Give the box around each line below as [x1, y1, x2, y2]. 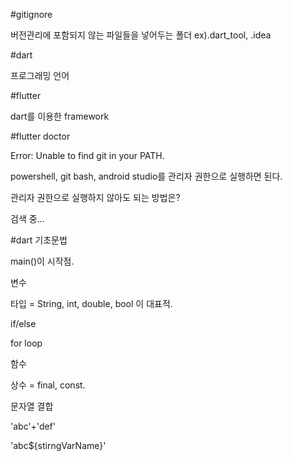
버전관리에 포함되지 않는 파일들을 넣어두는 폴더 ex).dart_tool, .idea [10, 29, 272, 41]
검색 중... [10, 213, 45, 224]
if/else [10, 318, 37, 329]
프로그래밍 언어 [10, 70, 70, 81]
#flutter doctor [10, 130, 71, 142]
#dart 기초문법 [10, 234, 68, 246]
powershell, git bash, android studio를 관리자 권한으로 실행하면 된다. [10, 170, 283, 182]
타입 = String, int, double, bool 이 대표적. [10, 298, 173, 309]
